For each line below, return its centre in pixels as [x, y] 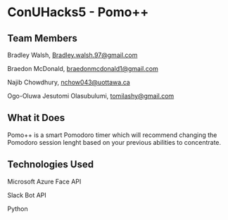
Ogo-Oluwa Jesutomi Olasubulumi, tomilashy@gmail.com [91, 96]
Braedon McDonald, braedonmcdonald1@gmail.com [83, 69]
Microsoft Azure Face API [44, 181]
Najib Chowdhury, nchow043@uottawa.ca [69, 82]
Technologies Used [50, 165]
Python [18, 209]
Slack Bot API [27, 195]
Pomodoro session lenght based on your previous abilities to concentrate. [114, 142]
